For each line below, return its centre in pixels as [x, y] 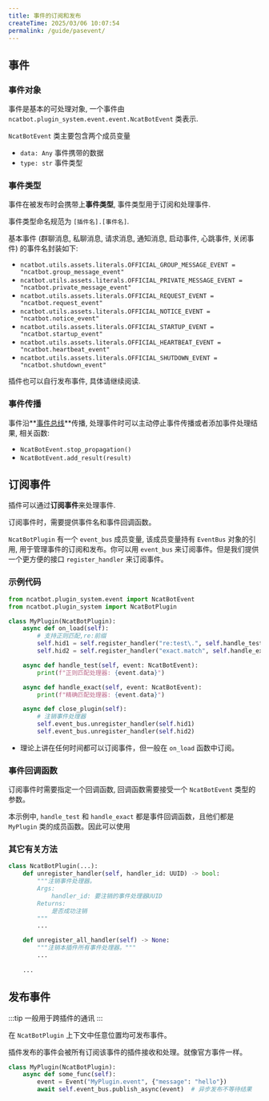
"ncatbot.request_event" [61, 303]
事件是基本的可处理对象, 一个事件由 [66, 109]
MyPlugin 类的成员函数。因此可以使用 [69, 826]
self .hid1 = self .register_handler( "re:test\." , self [128, 644]
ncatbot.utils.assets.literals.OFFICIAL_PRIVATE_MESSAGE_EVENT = [131, 281]
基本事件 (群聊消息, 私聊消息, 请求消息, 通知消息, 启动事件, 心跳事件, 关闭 [128, 239]
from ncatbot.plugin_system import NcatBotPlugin [93, 607]
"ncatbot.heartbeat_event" [65, 350]
